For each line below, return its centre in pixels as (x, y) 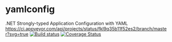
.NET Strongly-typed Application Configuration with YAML (67, 23)
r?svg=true (17, 34)
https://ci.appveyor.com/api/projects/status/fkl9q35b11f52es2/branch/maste (86, 28)
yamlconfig (30, 9)
